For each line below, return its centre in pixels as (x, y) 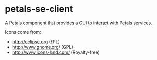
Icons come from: (23, 32)
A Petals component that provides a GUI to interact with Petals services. (78, 23)
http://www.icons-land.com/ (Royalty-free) (56, 52)
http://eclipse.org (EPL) (36, 42)
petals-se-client (39, 9)
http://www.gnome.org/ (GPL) (43, 47)
